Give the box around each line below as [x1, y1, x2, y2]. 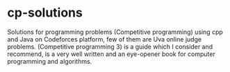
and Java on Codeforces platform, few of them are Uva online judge [7, 35, 202, 43]
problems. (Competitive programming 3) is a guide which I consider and [7, 42, 213, 51]
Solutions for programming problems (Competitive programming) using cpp [7, 28, 224, 36]
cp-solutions [7, 5, 83, 21]
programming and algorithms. [7, 57, 92, 65]
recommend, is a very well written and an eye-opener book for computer [7, 50, 215, 58]
